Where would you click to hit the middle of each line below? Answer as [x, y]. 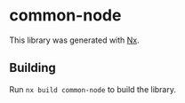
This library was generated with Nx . [74, 40]
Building [32, 68]
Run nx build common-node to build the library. [92, 89]
